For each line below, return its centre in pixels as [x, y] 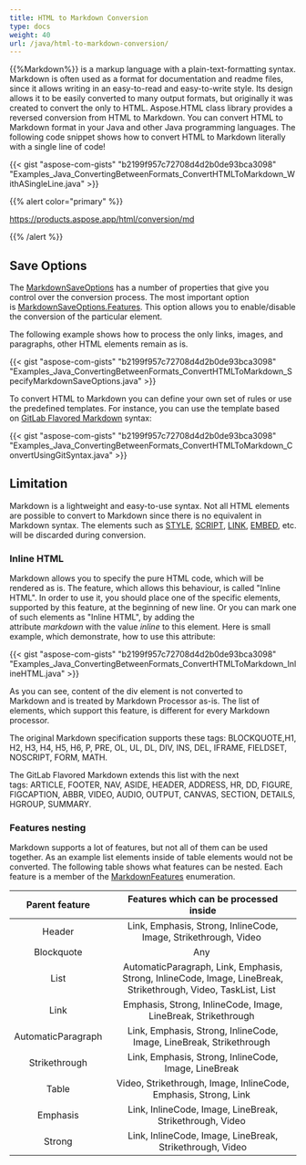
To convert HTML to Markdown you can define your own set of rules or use [151, 399]
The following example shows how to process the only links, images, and [147, 335]
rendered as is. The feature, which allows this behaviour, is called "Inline [145, 588]
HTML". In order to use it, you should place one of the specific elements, [145, 598]
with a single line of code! [58, 147]
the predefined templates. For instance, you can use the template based [144, 409]
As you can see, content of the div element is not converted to [126, 692]
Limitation [39, 484]
